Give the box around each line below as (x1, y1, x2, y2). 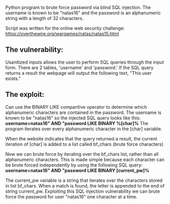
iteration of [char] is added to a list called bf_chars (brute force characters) (5, 141, 164, 147)
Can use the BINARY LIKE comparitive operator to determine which (5, 104, 147, 110)
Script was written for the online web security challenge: (5, 25, 125, 31)
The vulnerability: (5, 46, 64, 54)
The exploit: (5, 90, 45, 99)
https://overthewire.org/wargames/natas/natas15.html (5, 31, 119, 36)
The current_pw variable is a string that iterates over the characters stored (5, 177, 163, 183)
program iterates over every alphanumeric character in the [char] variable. (5, 126, 163, 132)
